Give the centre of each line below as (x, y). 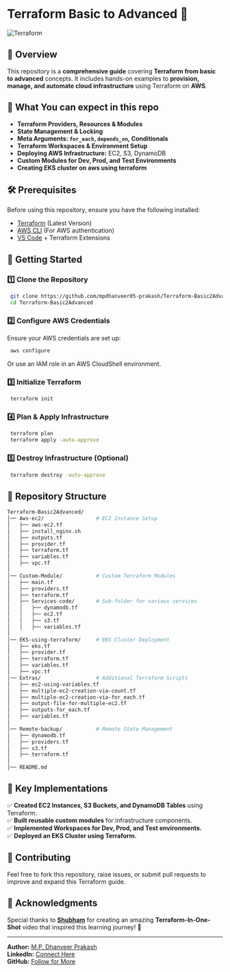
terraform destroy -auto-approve (58, 475)
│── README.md (27, 767)
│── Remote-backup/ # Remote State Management (90, 729)
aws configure (30, 351)
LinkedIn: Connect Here (41, 954)
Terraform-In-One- (183, 920)
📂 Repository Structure (57, 496)
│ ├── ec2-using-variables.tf (53, 684)
